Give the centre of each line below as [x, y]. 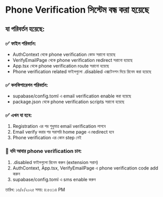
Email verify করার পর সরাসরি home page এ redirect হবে [63, 132]
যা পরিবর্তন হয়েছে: [25, 29]
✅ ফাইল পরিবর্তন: [21, 43]
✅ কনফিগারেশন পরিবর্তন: [27, 85]
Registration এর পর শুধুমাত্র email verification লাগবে [59, 126]
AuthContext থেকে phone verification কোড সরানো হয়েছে [64, 54]
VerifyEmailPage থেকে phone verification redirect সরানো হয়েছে [73, 60]
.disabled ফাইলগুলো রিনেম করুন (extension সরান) [55, 162]
